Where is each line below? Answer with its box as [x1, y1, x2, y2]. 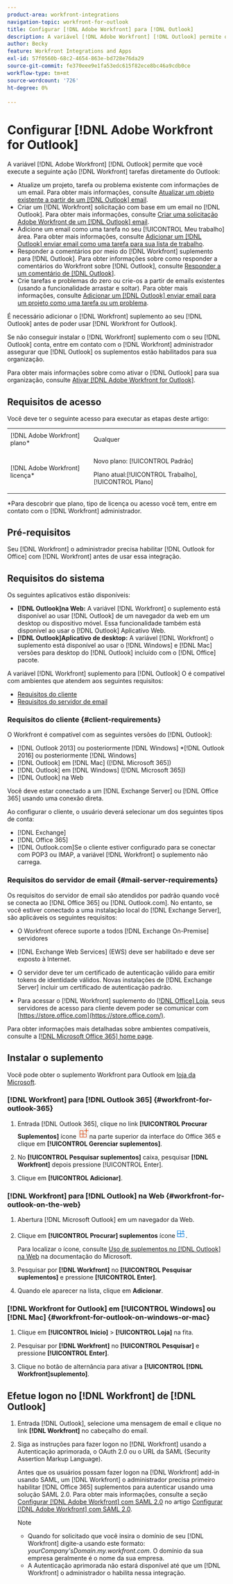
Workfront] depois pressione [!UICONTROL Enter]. [17, 1160, 164, 1169]
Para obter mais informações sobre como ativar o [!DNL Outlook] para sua [7, 368, 220, 377]
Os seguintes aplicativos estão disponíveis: [7, 591, 130, 599]
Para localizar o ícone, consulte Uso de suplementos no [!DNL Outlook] [17, 1245, 221, 1253]
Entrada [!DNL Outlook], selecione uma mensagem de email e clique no [17, 1419, 222, 1428]
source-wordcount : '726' [7, 77, 79, 84]
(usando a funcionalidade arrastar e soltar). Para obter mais [17, 284, 189, 293]
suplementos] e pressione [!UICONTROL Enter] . [17, 1273, 157, 1282]
